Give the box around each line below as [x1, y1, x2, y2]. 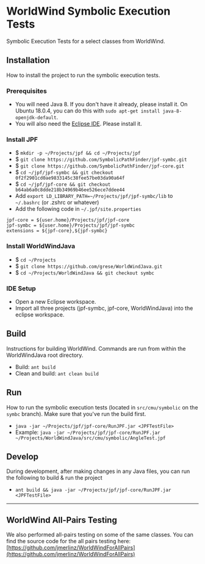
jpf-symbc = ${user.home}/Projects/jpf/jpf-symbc [6, 222, 135, 229]
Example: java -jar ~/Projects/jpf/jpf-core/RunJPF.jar [15, 428, 160, 436]
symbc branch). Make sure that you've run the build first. [6, 410, 146, 417]
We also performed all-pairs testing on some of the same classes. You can [6, 531, 194, 538]
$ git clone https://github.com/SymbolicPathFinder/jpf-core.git [15, 162, 185, 169]
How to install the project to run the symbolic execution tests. [6, 71, 160, 79]
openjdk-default [15, 115, 57, 121]
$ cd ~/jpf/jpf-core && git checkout [15, 180, 111, 188]
